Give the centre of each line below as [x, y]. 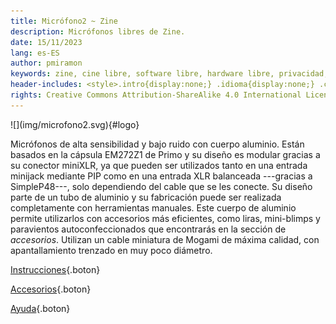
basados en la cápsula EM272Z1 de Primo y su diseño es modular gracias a [165, 154]
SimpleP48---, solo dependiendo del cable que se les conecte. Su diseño [161, 186]
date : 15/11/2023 [46, 42]
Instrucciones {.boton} [55, 269]
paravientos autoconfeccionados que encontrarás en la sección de [148, 229]
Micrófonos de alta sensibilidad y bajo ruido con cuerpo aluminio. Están [157, 144]
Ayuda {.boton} [40, 308]
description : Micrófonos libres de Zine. [98, 31]
